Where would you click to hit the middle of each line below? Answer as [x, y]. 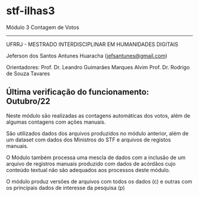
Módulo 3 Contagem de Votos [43, 27]
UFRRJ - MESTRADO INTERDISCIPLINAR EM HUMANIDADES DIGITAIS [92, 44]
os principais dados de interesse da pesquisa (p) [66, 188]
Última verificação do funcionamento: [78, 92]
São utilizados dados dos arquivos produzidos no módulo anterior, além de [97, 133]
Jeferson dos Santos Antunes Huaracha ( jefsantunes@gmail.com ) [87, 56]
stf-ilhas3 [31, 11]
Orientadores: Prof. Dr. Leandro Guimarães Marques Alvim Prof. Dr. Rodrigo [98, 67]
